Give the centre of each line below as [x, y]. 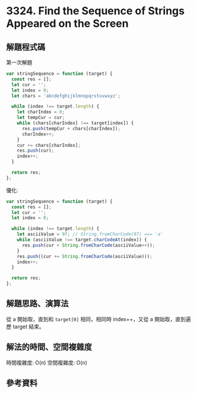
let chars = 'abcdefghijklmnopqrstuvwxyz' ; [66, 96]
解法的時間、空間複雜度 [49, 347]
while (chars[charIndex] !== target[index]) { [75, 123]
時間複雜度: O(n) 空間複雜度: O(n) [47, 362]
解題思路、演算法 [37, 304]
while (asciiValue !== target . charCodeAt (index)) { [82, 240]
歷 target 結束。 [25, 326]
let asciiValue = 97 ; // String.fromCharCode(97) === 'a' [90, 234]
